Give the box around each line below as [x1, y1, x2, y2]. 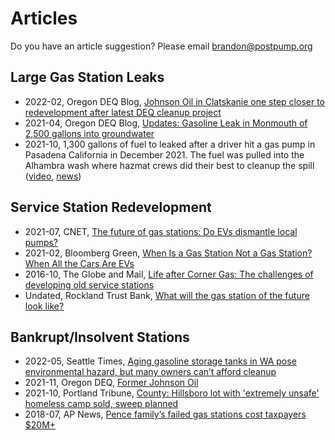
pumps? [24, 236, 59, 248]
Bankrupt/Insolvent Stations [10, 328, 190, 346]
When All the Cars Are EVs [24, 257, 135, 269]
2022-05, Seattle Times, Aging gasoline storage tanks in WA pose [24, 355, 297, 367]
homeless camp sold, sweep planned [24, 398, 179, 410]
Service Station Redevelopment [10, 199, 212, 216]
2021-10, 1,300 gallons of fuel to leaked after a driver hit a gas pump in [24, 138, 316, 150]
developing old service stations [24, 278, 155, 291]
